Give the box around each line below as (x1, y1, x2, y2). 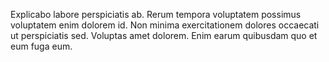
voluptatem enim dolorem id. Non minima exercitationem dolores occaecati (10, 19, 320, 31)
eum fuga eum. (10, 40, 73, 52)
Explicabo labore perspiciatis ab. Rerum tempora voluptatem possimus (10, 9, 302, 20)
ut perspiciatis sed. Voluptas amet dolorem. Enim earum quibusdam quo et (10, 30, 318, 41)
